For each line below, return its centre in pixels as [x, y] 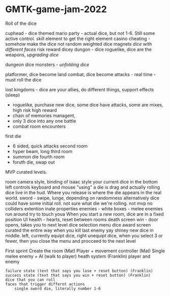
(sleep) [13, 95]
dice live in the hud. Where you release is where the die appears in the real [83, 192]
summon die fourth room [39, 157]
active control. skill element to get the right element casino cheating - [78, 39]
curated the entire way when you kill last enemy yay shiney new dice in [79, 230]
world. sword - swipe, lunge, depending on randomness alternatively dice [82, 198]
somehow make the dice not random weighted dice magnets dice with [79, 44]
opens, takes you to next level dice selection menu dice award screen [78, 225]
